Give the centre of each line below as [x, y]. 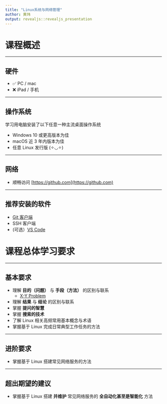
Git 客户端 [23, 217]
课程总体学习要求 [40, 251]
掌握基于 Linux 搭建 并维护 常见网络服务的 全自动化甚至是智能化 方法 [83, 396]
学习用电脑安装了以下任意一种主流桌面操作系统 [53, 124]
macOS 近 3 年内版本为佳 [38, 141]
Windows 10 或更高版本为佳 [41, 135]
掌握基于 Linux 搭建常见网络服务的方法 [52, 362]
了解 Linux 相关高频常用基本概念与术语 [52, 320]
